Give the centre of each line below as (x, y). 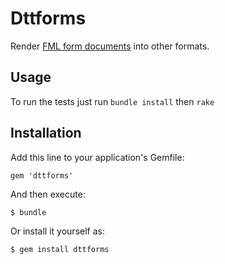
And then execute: (48, 194)
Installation (46, 133)
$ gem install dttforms (60, 249)
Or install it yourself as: (57, 231)
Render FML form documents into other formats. (110, 46)
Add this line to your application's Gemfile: (97, 157)
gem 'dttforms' (42, 175)
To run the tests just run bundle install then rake (112, 101)
